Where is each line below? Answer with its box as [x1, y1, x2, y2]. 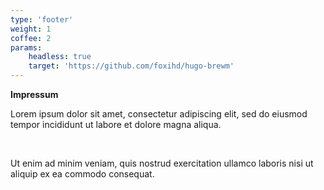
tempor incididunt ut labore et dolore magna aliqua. [10, 119, 222, 130]
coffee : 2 [10, 33, 52, 43]
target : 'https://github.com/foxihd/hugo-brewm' [28, 61, 235, 71]
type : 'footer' [10, 14, 74, 25]
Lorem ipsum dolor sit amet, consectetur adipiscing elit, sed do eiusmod [10, 108, 308, 120]
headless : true [28, 52, 92, 62]
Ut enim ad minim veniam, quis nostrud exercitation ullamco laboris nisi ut [10, 157, 314, 169]
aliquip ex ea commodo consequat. [10, 168, 155, 180]
